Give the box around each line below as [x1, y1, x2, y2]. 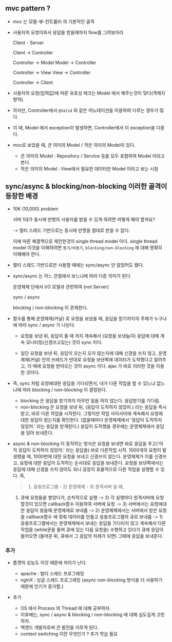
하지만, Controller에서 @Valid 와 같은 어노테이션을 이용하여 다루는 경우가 [12, 107, 159, 113]
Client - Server [12, 40, 44, 46]
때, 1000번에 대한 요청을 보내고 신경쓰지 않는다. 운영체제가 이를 [26, 453, 154, 459]
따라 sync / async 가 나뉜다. [18, 322, 75, 328]
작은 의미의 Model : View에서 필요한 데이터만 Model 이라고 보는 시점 [20, 165, 159, 171]
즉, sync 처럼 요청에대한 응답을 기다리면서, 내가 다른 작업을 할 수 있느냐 [12, 380, 156, 386]
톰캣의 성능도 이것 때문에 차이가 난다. [12, 559, 87, 566]
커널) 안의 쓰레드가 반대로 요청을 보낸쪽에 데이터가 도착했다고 [30, 356, 153, 362]
